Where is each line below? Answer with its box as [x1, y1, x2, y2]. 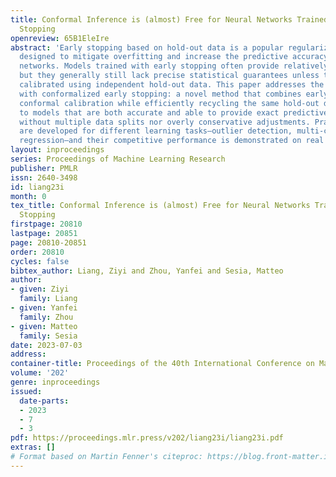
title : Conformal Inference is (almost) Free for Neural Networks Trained [10, 14, 329, 25]
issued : [10, 386, 43, 396]
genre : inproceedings [10, 377, 101, 387]
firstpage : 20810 [10, 219, 83, 230]
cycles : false [10, 256, 70, 266]
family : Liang [19, 294, 78, 304]
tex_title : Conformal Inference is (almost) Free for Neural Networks [10, 201, 311, 211]
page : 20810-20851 [10, 237, 87, 248]
